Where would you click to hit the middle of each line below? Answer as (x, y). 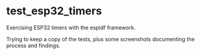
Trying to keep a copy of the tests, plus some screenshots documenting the (100, 39)
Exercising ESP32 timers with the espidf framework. (71, 27)
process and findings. (33, 45)
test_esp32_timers (54, 11)
